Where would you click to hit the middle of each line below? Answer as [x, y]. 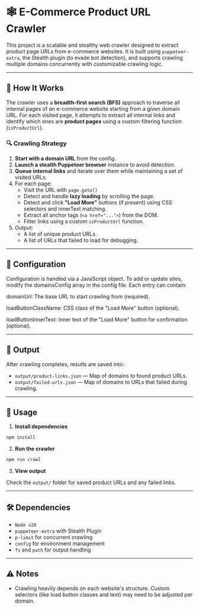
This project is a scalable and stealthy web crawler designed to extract [92, 45]
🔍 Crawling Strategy [36, 143]
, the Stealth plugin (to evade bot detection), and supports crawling [101, 57]
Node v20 [25, 525]
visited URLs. [31, 177]
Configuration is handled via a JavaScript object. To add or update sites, [94, 278]
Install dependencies [41, 427]
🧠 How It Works [35, 88]
